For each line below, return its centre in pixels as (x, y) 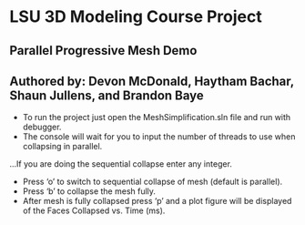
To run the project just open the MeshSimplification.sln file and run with (157, 118)
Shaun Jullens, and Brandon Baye (107, 95)
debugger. (42, 127)
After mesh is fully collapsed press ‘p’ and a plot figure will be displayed (157, 201)
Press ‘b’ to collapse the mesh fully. (89, 191)
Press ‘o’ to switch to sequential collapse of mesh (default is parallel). (152, 182)
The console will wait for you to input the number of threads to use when (159, 137)
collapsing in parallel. (62, 147)
